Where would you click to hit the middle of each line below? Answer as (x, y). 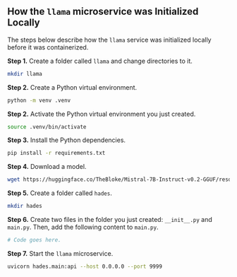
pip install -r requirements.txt (56, 153)
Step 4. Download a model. (47, 167)
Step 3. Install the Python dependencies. (66, 140)
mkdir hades (25, 206)
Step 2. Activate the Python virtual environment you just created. (102, 114)
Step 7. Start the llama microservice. (60, 253)
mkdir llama (25, 73)
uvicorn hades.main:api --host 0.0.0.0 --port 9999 (85, 266)
